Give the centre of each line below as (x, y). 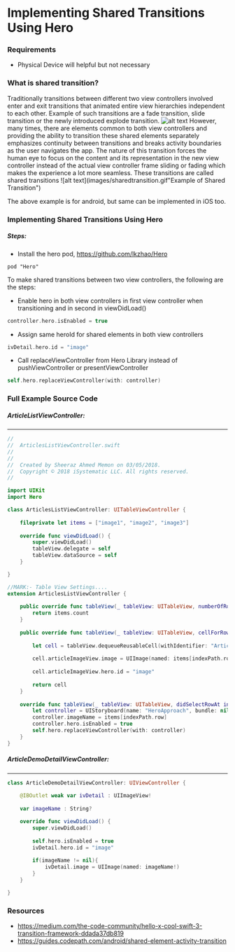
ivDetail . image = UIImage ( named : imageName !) (112, 867)
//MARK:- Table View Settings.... (58, 587)
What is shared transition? (53, 83)
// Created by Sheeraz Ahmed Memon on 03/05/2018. (84, 465)
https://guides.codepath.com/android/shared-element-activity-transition (122, 941)
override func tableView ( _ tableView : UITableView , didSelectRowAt (120, 704)
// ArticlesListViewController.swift (64, 446)
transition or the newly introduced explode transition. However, (112, 120)
